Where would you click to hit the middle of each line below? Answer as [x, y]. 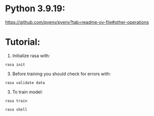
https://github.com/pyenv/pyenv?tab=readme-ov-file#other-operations [77, 22]
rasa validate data [25, 83]
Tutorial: [23, 42]
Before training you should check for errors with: [62, 74]
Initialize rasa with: [31, 56]
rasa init [15, 64]
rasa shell [16, 109]
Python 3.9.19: [35, 9]
